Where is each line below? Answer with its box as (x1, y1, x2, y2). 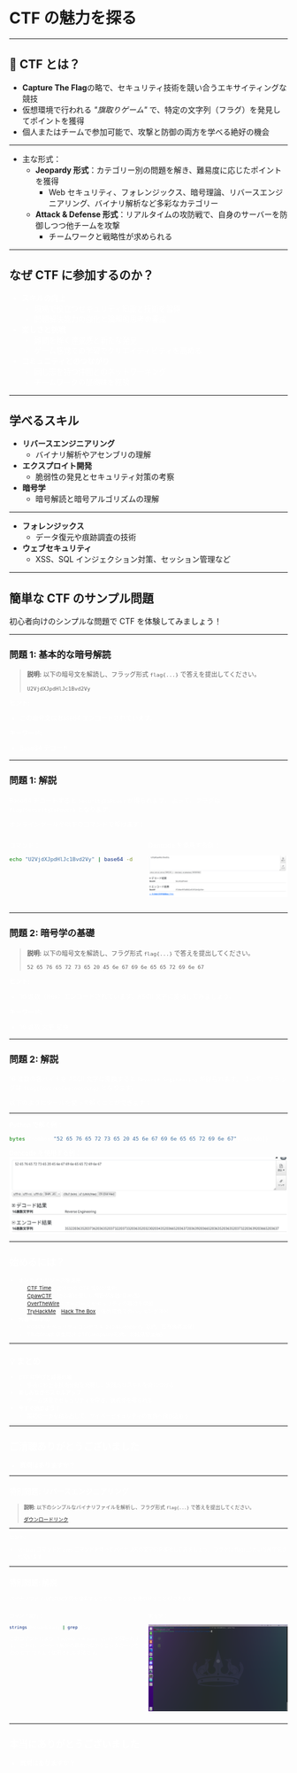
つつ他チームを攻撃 (49, 220, 121, 230)
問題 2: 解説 (9, 1053, 59, 1065)
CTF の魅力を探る (9, 8, 137, 28)
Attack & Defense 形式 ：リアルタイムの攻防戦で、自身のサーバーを (34, 209, 280, 220)
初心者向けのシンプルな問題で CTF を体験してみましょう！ (9, 616, 223, 627)
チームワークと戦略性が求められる (48, 231, 172, 242)
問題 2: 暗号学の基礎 (9, 927, 95, 940)
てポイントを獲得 (21, 115, 85, 126)
